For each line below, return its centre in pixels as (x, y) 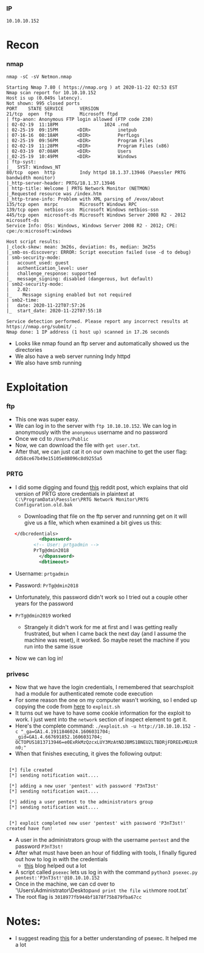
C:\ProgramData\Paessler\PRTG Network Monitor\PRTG (82, 500)
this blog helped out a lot (55, 866)
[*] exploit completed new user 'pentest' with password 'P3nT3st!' (97, 824)
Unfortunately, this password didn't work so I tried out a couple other (101, 597)
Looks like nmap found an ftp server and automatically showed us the (102, 343)
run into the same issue (53, 646)
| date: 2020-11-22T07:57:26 (46, 305)
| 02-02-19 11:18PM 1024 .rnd (68, 125)
